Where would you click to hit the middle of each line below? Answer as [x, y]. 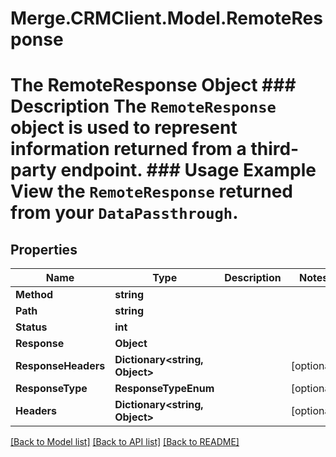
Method [34, 295]
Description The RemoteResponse [143, 106]
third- [275, 149]
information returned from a [128, 149]
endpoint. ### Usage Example [188, 170]
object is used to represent [124, 128]
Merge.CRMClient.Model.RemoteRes [166, 18]
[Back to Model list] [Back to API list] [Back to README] [125, 442]
